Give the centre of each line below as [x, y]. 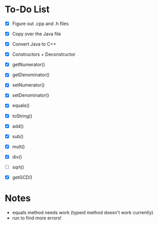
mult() [18, 146]
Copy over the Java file [36, 34]
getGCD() [22, 177]
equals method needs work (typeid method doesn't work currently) [83, 212]
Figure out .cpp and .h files [41, 24]
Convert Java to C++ [34, 44]
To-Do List [27, 9]
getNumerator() [29, 64]
